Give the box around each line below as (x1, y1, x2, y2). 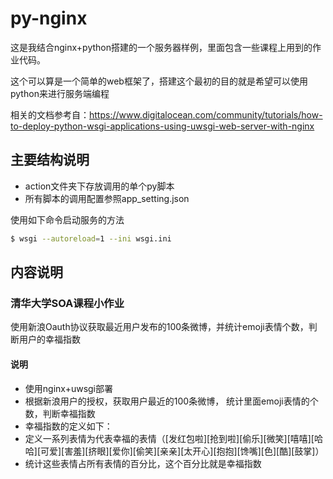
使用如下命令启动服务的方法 (10, 213, 125, 226)
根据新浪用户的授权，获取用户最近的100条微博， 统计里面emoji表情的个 (24, 395, 319, 407)
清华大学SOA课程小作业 (10, 296, 125, 310)
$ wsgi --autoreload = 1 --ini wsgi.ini (10, 233, 172, 244)
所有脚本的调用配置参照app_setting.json (24, 192, 190, 204)
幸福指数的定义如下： (24, 420, 113, 432)
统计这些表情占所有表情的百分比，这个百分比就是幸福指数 (24, 457, 262, 469)
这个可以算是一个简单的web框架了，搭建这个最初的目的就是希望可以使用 (10, 75, 308, 87)
